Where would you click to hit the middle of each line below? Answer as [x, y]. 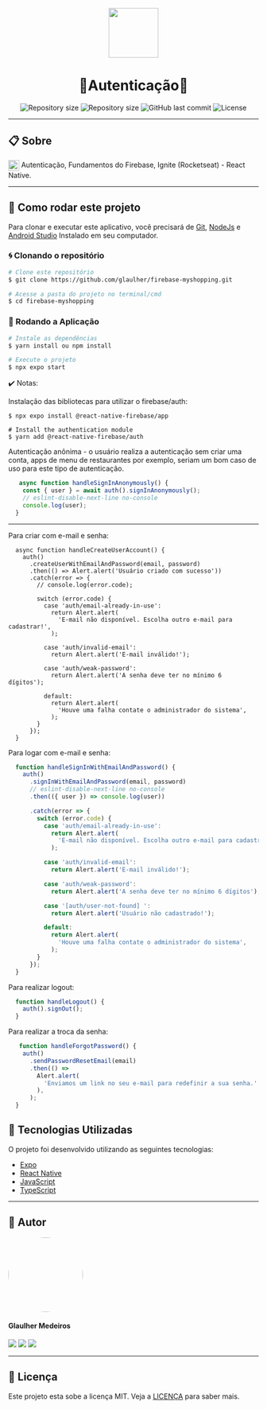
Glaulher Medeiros [40, 1326]
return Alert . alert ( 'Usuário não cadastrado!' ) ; [133, 913]
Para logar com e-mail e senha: [60, 752]
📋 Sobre [30, 141]
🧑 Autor [27, 1223]
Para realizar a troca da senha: [58, 1032]
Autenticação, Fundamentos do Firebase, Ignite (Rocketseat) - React [133, 165]
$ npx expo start [37, 367]
